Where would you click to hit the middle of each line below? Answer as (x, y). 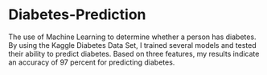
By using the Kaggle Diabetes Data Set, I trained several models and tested (133, 45)
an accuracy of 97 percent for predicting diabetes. (92, 62)
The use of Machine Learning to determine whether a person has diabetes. (132, 37)
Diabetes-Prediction (77, 15)
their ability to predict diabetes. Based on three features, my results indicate (134, 53)
